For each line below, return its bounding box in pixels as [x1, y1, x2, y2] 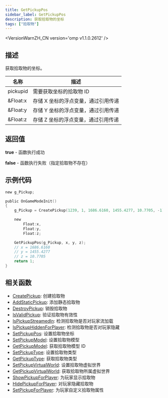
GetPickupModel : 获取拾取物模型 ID [12, 343, 86, 349]
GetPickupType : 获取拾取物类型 [12, 355, 77, 361]
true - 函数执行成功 [5, 149, 45, 155]
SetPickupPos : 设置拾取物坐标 [12, 330, 75, 336]
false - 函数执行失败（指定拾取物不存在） [5, 160, 90, 166]
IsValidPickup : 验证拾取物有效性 [12, 312, 78, 318]
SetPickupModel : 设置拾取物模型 [12, 337, 80, 343]
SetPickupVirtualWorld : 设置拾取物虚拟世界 [12, 362, 101, 368]
